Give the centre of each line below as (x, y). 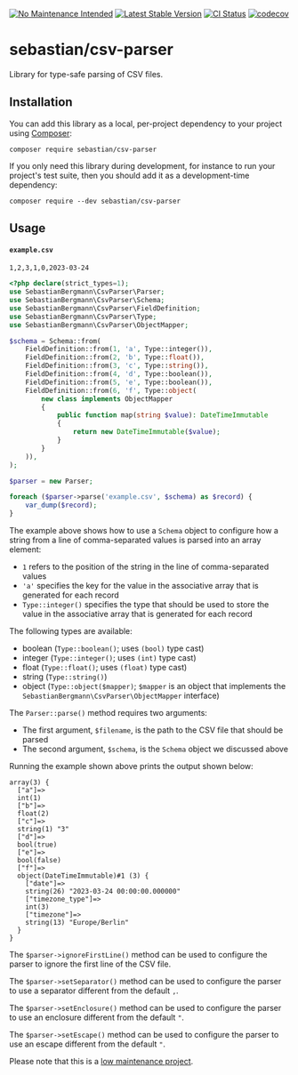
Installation (41, 102)
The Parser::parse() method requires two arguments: (108, 713)
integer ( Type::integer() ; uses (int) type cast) (109, 658)
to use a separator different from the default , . (94, 991)
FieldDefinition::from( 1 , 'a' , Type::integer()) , (119, 349)
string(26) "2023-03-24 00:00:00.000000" (103, 892)
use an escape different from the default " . (88, 1044)
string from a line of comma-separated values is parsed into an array (135, 540)
